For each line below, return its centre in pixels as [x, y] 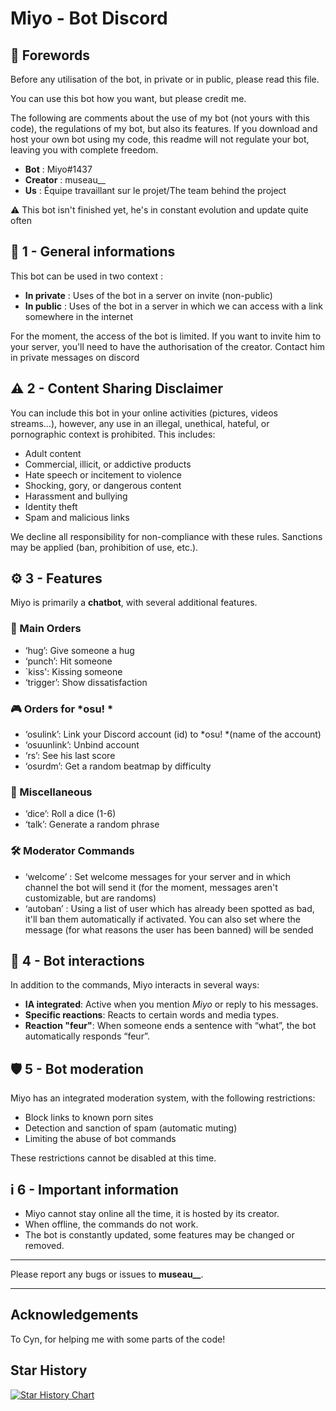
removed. [44, 1246]
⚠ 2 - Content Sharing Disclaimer [117, 388]
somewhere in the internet [79, 316]
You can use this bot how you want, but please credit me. [128, 98]
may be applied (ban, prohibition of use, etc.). [104, 547]
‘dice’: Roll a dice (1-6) [70, 814]
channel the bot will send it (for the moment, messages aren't [151, 887]
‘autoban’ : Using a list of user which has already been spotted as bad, [169, 908]
